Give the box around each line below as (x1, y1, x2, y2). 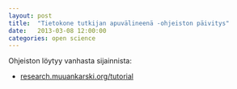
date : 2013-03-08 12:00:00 (8, 26, 107, 34)
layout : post (8, 11, 53, 20)
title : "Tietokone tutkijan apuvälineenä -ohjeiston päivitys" (8, 19, 230, 27)
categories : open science (8, 34, 95, 42)
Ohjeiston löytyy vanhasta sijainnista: (8, 56, 132, 66)
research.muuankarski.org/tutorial (19, 71, 133, 81)
